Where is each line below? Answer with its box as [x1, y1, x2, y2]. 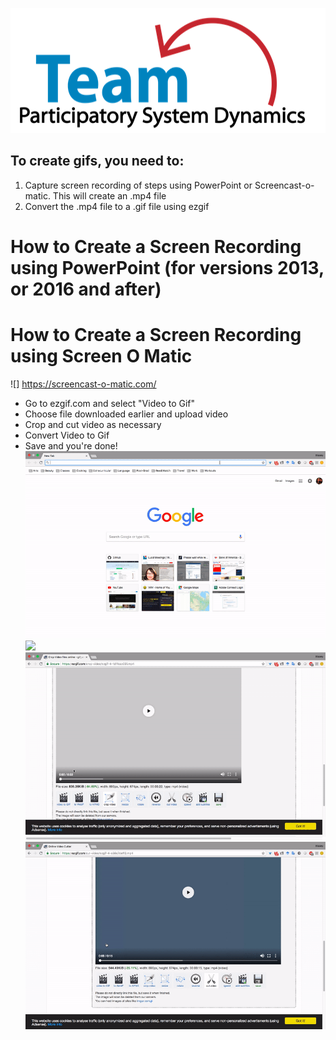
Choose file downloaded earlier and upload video [24, 408, 229, 420]
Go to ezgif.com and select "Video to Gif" [24, 397, 196, 409]
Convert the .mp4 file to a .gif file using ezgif [24, 200, 210, 212]
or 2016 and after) [10, 278, 162, 300]
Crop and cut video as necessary [24, 418, 162, 430]
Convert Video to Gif [24, 429, 110, 441]
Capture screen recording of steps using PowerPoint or [24, 179, 253, 191]
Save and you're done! [24, 439, 118, 452]
